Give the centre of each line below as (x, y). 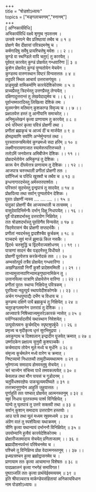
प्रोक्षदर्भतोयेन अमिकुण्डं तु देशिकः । (32, 159)
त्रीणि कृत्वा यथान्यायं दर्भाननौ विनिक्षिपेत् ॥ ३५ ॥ (43, 427)
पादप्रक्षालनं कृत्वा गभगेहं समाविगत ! (32, 467)
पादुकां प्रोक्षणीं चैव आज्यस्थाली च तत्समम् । (39, 205)
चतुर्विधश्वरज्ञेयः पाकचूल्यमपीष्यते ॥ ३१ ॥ (37, 382)
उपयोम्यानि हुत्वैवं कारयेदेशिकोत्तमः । (33, 433)
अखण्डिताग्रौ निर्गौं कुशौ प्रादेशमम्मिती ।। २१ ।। (43, 268)
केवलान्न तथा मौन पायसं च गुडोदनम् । (35, 376)
